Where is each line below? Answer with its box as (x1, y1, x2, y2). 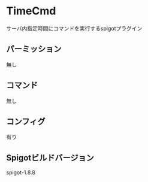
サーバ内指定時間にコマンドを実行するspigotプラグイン (6, 25, 143, 32)
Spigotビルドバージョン (6, 153, 95, 163)
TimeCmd (6, 4, 56, 18)
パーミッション (6, 44, 62, 54)
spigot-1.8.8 (6, 169, 36, 176)
